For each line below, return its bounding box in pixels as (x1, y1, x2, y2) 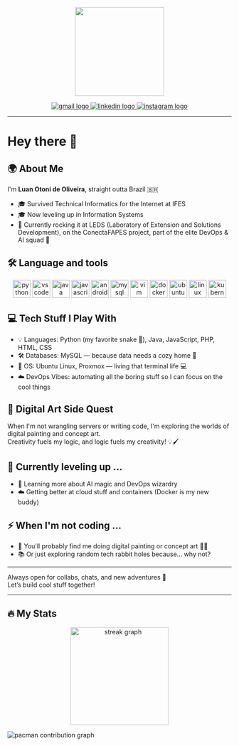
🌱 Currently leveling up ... (7, 461, 123, 473)
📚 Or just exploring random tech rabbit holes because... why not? (17, 550, 211, 558)
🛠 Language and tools (7, 257, 109, 270)
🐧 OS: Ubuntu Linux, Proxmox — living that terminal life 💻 (17, 361, 187, 370)
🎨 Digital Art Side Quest (7, 403, 114, 415)
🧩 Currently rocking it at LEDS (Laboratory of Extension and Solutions (17, 220, 222, 229)
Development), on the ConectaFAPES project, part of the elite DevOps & (17, 228, 229, 236)
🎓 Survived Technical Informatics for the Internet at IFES (17, 200, 186, 208)
